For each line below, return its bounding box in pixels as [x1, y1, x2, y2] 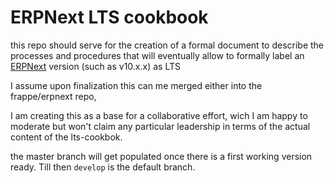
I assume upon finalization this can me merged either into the [10, 79, 263, 91]
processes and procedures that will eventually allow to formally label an [10, 49, 305, 61]
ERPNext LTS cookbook [10, 6, 209, 29]
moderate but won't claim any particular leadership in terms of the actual [10, 120, 311, 132]
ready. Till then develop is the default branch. [10, 161, 196, 173]
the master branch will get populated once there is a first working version [10, 150, 313, 162]
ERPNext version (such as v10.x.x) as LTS [10, 60, 182, 72]
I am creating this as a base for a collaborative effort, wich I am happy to [10, 109, 308, 121]
